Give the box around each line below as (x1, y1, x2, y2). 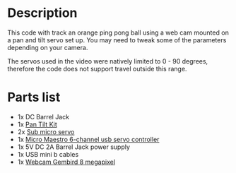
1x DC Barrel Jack (17, 112, 69, 121)
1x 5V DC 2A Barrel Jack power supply (17, 143, 131, 151)
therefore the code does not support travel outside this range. (7, 64, 187, 73)
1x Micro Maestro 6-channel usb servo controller (17, 135, 160, 143)
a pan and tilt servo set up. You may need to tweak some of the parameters (7, 35, 227, 44)
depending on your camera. (7, 43, 88, 52)
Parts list (7, 90, 61, 105)
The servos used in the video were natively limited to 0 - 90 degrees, (7, 56, 208, 65)
